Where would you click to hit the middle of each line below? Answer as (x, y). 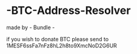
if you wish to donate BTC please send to (58, 39)
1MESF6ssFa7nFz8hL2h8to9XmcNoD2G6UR (62, 46)
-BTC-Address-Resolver (68, 11)
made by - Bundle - (31, 27)
